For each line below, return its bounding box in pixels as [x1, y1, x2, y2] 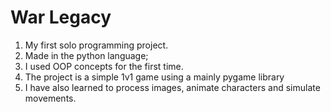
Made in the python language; [24, 49, 149, 61]
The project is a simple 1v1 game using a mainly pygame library [24, 71, 285, 83]
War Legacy [10, 6, 112, 29]
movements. [24, 92, 77, 104]
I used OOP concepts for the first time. [24, 60, 184, 72]
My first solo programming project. [24, 39, 169, 51]
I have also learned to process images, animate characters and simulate [24, 81, 321, 93]
